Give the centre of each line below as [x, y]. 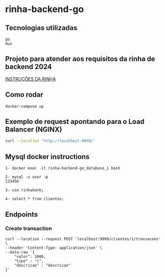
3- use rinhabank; [24, 190]
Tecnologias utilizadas [41, 28]
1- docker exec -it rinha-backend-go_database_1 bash [63, 168]
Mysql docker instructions [47, 157]
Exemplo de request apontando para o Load [75, 122]
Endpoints [22, 214]
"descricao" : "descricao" [43, 265]
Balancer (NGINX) [34, 130]
